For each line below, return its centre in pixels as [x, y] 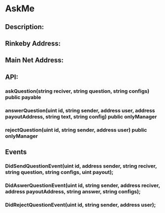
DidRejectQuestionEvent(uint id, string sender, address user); [81, 205]
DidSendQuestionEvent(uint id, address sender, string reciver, [81, 166]
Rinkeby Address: [33, 43]
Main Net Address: [34, 60]
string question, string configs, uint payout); [59, 172]
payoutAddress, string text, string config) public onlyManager [81, 116]
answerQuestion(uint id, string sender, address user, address [80, 110]
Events [16, 152]
